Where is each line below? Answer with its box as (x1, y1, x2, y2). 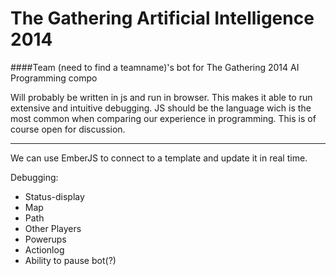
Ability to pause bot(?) (24, 254, 117, 266)
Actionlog (24, 243, 65, 256)
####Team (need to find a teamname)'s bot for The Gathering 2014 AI (10, 61, 300, 73)
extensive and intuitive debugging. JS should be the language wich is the (10, 102, 312, 114)
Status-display (24, 190, 85, 202)
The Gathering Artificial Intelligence (10, 7, 315, 30)
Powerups (24, 233, 67, 245)
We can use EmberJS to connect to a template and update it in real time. (10, 152, 308, 164)
